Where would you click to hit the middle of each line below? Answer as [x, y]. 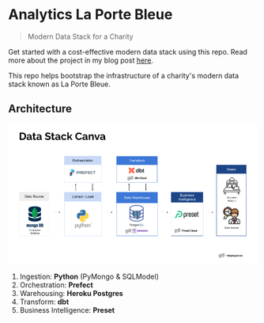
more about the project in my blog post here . [81, 60]
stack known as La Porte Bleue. [59, 84]
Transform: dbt [44, 302]
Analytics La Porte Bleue [91, 15]
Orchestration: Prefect [56, 285]
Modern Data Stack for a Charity [80, 36]
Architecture [40, 109]
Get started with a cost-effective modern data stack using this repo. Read [128, 51]
